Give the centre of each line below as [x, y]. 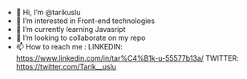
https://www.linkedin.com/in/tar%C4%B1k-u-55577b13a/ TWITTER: [127, 58]
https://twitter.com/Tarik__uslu [66, 67]
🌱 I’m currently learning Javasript [71, 29]
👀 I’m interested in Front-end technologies [85, 21]
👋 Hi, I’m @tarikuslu [48, 12]
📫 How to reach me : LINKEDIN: [69, 47]
